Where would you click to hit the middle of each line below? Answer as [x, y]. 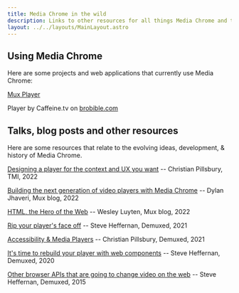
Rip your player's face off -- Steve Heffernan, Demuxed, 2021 [97, 225]
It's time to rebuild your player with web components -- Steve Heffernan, [114, 253]
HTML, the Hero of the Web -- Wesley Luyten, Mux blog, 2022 [99, 212]
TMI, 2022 [22, 176]
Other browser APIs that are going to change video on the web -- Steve [112, 274]
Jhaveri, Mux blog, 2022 [43, 198]
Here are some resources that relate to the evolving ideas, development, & [116, 148]
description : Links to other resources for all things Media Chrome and [117, 21]
